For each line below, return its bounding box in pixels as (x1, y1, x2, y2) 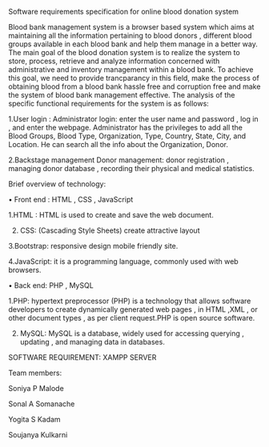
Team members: (8, 368, 62, 377)
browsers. (8, 265, 42, 274)
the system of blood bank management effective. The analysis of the (8, 90, 235, 99)
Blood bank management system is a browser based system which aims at (8, 22, 255, 31)
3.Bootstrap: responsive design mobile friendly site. (8, 241, 179, 250)
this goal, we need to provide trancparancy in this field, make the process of (8, 74, 260, 82)
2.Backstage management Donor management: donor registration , (8, 155, 230, 165)
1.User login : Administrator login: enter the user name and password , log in (8, 114, 259, 123)
